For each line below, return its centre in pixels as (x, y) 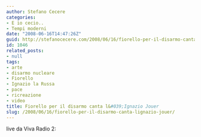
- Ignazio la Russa (31, 84)
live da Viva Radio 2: (31, 129)
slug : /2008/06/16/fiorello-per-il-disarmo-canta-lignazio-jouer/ (91, 112)
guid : (13, 39)
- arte (14, 67)
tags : (13, 62)
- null (14, 56)
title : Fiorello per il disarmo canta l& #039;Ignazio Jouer (83, 106)
